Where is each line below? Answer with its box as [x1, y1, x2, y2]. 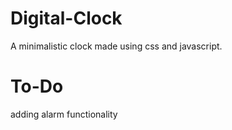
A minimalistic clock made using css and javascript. [10, 40, 223, 52]
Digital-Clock [10, 7, 123, 30]
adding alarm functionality [10, 108, 118, 120]
